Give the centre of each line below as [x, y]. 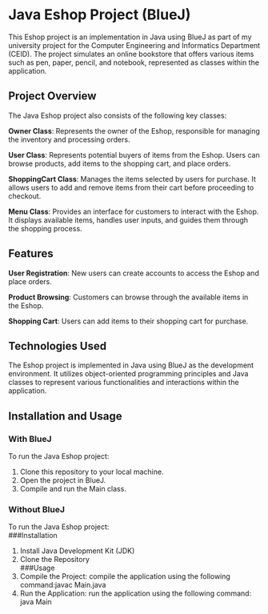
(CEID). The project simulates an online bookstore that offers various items [131, 54]
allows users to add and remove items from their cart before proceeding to [131, 187]
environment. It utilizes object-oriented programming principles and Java [128, 374]
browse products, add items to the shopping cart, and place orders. [120, 163]
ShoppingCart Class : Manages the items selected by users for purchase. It [132, 179]
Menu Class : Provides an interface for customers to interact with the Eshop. [134, 211]
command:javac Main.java [63, 585]
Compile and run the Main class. [73, 489]
